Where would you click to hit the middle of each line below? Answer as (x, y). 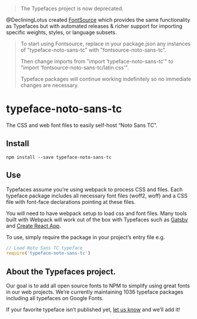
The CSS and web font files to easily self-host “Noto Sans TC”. (82, 125)
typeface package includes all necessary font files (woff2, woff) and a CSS (97, 196)
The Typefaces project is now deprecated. (72, 9)
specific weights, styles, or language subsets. (61, 32)
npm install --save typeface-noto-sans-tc (59, 157)
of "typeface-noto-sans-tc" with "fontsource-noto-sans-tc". (93, 50)
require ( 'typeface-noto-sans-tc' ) (49, 253)
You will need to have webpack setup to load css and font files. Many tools (96, 213)
